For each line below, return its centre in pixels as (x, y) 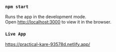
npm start (17, 7)
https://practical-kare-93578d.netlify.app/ (48, 44)
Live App (16, 34)
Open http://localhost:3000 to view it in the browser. (58, 22)
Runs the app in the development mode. (46, 17)
